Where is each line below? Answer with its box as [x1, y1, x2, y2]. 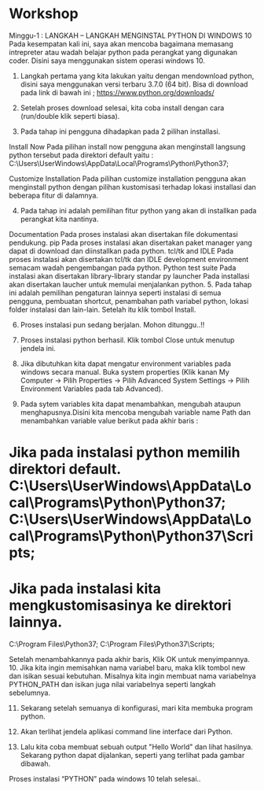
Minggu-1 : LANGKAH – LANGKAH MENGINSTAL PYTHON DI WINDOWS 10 [9, 31, 252, 40]
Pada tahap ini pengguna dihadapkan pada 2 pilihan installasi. [20, 127, 221, 136]
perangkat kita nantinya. [20, 214, 99, 224]
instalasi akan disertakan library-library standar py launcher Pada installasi [9, 271, 250, 280]
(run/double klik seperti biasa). [20, 111, 120, 120]
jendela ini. [20, 343, 56, 353]
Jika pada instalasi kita [9, 580, 162, 598]
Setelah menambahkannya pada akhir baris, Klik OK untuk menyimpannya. [9, 655, 250, 664]
